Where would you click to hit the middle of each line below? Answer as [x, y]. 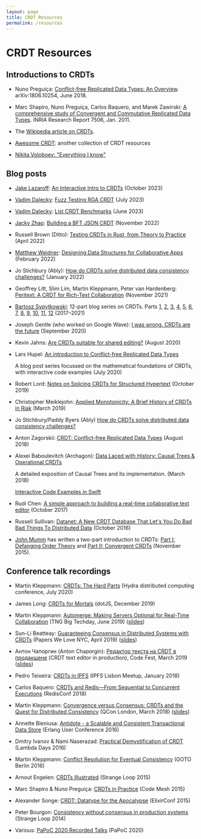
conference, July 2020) [44, 592]
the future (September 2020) [51, 331]
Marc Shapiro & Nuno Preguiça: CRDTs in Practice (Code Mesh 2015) [100, 789]
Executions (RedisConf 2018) [51, 693]
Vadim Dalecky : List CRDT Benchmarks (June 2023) [79, 211]
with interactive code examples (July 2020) [68, 372]
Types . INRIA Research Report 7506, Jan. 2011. [73, 120]
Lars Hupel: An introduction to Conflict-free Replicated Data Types [97, 354]
